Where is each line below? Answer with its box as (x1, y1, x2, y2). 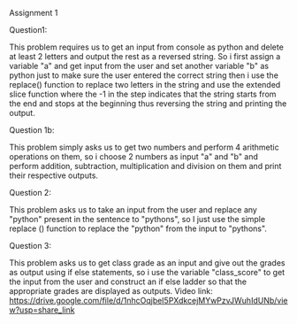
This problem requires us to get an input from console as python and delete (9, 42, 285, 52)
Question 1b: (9, 125, 55, 135)
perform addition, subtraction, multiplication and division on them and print (9, 161, 282, 171)
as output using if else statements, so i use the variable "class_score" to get (9, 267, 286, 277)
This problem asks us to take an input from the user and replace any (9, 204, 258, 215)
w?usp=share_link (9, 305, 75, 315)
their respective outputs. (9, 170, 99, 181)
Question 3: (9, 241, 51, 251)
